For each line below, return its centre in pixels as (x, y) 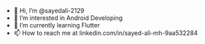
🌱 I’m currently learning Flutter (57, 25)
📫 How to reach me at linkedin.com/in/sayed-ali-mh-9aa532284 (106, 33)
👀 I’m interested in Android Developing (68, 18)
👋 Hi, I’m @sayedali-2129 (49, 11)
